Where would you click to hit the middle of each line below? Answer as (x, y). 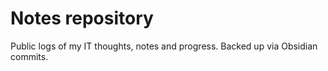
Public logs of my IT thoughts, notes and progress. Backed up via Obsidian (164, 46)
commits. (29, 56)
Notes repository (82, 18)
